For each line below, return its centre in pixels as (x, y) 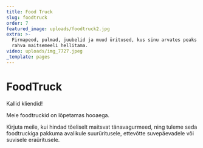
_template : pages (28, 57)
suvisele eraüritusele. (33, 140)
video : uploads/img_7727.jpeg (45, 51)
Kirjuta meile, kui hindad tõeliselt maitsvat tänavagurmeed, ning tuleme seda (102, 127)
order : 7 (17, 23)
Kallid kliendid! (25, 103)
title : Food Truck (29, 12)
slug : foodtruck (27, 18)
